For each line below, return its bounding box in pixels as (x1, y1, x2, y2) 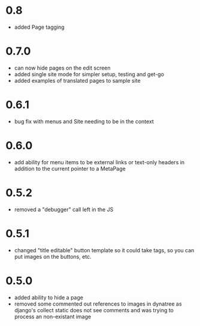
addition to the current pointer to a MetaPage (14, 165, 126, 172)
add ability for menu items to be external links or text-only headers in (14, 158, 185, 165)
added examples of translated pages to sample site (14, 77, 141, 84)
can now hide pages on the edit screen (14, 64, 111, 71)
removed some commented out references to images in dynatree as (14, 300, 182, 307)
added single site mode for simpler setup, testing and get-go (14, 70, 164, 78)
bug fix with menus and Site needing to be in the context (14, 117, 154, 125)
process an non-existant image (14, 313, 91, 320)
